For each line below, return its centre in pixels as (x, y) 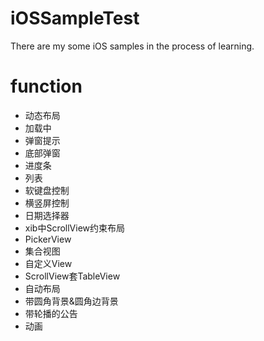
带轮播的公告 (51, 313)
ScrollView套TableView (72, 276)
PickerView (48, 239)
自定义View (48, 263)
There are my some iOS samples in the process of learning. (132, 46)
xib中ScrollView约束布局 (75, 228)
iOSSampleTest (75, 18)
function (46, 86)
